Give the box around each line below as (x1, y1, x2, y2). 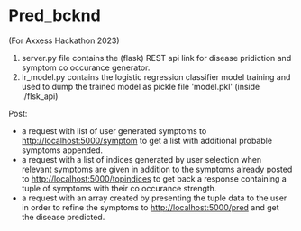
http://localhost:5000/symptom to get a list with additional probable (21, 135, 272, 146)
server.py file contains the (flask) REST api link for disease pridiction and (21, 52, 292, 63)
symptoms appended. (21, 145, 104, 155)
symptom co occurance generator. (21, 62, 150, 73)
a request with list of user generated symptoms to (21, 125, 207, 136)
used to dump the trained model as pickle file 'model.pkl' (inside (21, 81, 260, 92)
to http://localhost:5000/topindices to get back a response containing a (21, 173, 287, 184)
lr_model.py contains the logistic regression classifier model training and (21, 71, 291, 82)
